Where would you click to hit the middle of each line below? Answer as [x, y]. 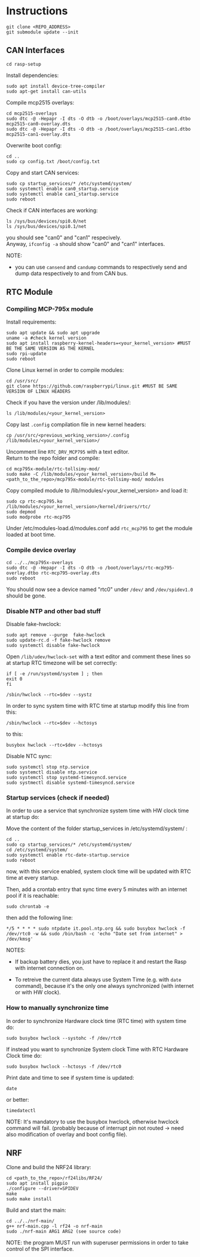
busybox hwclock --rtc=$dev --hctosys [54, 745]
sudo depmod [21, 512]
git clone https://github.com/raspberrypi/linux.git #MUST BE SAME [92, 386]
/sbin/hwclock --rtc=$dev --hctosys [52, 723]
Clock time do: [24, 1055]
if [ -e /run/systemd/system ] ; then [54, 674]
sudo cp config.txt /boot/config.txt [53, 161]
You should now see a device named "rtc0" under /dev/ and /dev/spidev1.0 [100, 589]
